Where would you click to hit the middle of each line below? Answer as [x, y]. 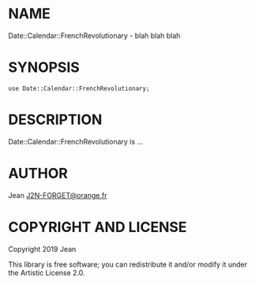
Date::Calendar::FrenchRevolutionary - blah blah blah [94, 35]
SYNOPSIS [44, 67]
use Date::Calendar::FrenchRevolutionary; [79, 88]
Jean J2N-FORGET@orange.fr [58, 195]
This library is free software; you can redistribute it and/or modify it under [128, 264]
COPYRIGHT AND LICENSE [97, 227]
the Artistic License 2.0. [47, 272]
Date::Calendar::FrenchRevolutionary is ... [76, 141]
